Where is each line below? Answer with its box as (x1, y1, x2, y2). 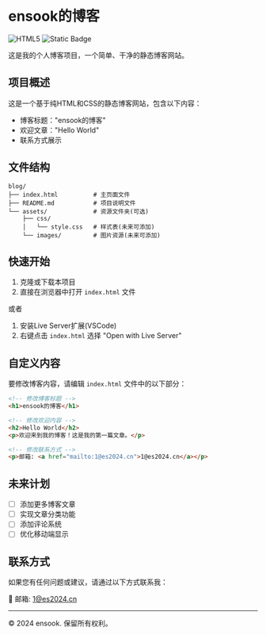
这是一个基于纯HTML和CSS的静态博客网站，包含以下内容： (8, 98, 202, 108)
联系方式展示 (19, 135, 62, 144)
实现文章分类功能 (19, 510, 76, 519)
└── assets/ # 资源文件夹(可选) (8, 207, 149, 215)
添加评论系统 (19, 519, 62, 529)
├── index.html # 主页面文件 (8, 190, 131, 198)
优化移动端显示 (19, 529, 69, 539)
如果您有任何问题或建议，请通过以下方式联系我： (8, 577, 168, 587)
